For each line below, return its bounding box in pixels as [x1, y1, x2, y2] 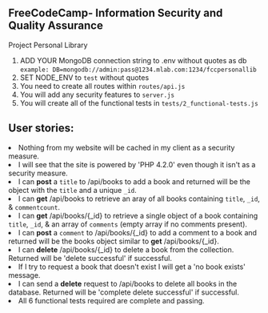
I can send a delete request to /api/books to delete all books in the [18, 279, 238, 288]
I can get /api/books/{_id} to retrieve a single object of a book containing [18, 211, 258, 220]
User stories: [8, 122, 74, 135]
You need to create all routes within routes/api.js [19, 81, 186, 90]
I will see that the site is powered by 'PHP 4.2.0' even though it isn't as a [18, 159, 256, 169]
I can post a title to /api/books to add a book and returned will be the [18, 176, 250, 187]
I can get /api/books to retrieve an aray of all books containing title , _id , [18, 194, 260, 203]
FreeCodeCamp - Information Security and [8, 6, 223, 20]
